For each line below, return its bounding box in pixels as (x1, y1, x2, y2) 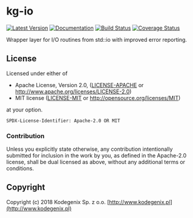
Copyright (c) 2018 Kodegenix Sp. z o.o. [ (6, 198, 110, 205)
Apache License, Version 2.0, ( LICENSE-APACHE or (15, 81, 144, 88)
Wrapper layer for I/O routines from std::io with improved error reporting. (6, 36, 188, 43)
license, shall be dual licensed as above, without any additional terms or (6, 159, 186, 166)
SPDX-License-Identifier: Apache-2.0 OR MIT (6, 117, 120, 124)
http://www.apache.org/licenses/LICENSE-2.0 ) (15, 88, 132, 95)
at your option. (6, 106, 43, 113)
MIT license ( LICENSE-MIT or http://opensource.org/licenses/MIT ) (15, 94, 181, 101)
